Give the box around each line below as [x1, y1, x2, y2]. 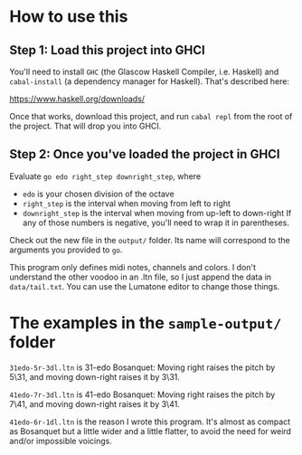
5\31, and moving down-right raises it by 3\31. [9, 371, 181, 382]
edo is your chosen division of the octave [22, 188, 175, 199]
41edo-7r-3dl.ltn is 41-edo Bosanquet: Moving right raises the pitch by [9, 389, 276, 400]
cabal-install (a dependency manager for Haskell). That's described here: [9, 76, 289, 87]
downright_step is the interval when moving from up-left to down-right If [22, 207, 292, 218]
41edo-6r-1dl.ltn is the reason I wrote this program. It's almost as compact [9, 416, 291, 427]
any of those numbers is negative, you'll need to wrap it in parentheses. [22, 217, 289, 228]
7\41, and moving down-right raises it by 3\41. [9, 398, 181, 409]
